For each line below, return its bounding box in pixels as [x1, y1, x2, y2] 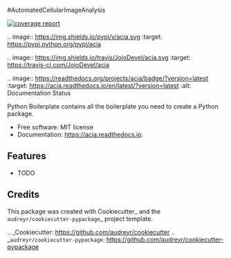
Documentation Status [7, 89, 71, 97]
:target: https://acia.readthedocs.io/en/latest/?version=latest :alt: [7, 82, 192, 89]
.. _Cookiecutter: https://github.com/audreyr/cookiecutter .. [7, 228, 175, 236]
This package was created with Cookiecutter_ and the [7, 207, 161, 215]
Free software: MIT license [17, 123, 93, 131]
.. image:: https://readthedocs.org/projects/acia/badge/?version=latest [7, 74, 209, 82]
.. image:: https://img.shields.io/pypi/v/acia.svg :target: [7, 33, 163, 41]
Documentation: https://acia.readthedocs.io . [17, 131, 144, 138]
